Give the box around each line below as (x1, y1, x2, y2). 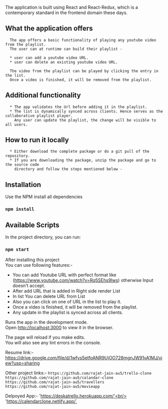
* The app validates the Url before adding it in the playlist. (10, 104, 147, 109)
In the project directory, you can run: (5, 234, 81, 240)
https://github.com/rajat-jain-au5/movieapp (5, 384, 100, 389)
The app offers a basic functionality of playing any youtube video (10, 37, 156, 42)
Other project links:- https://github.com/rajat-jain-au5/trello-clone (5, 370, 152, 376)
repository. (5, 153, 30, 158)
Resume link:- (5, 349, 34, 356)
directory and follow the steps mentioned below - (14, 166, 123, 172)
